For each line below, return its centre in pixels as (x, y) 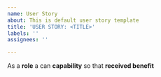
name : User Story (33, 14)
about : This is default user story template (73, 20)
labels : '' (23, 33)
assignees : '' (28, 40)
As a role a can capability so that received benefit (80, 66)
